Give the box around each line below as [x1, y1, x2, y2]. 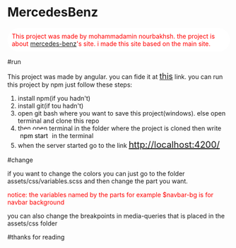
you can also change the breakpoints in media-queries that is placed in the [7, 211, 225, 220]
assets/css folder [7, 219, 58, 228]
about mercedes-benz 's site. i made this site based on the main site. [11, 39, 211, 48]
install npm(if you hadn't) [17, 94, 90, 102]
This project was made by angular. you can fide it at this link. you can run [7, 71, 223, 81]
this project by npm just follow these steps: [7, 80, 133, 89]
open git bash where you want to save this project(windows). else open [17, 108, 226, 117]
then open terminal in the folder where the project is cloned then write [17, 124, 222, 132]
